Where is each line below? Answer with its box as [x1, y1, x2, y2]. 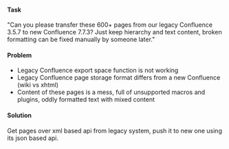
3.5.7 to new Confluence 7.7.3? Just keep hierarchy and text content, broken [7, 28, 222, 36]
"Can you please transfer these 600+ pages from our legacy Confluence [7, 21, 213, 29]
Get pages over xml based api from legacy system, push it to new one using [7, 126, 222, 135]
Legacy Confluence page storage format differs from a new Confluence [17, 73, 221, 82]
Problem [7, 51, 32, 59]
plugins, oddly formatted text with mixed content [17, 95, 155, 104]
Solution [7, 111, 32, 119]
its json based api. [7, 134, 59, 142]
